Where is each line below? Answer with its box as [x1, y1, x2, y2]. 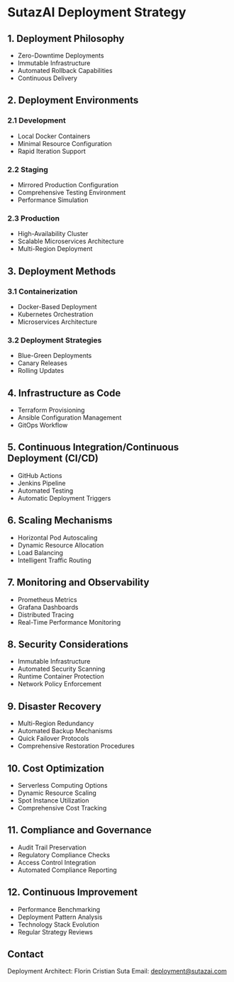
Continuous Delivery [17, 74, 78, 82]
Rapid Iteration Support [17, 147, 87, 155]
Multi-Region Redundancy [17, 719, 94, 727]
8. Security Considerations [7, 638, 129, 650]
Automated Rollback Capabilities [17, 67, 113, 74]
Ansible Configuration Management [17, 413, 122, 422]
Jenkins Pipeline [17, 479, 66, 487]
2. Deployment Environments [7, 94, 139, 106]
